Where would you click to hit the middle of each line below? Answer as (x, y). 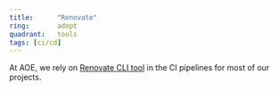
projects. (25, 78)
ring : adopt (43, 26)
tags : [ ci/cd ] (36, 42)
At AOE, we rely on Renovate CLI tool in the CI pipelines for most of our (139, 68)
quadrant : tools (43, 34)
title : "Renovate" (53, 17)
